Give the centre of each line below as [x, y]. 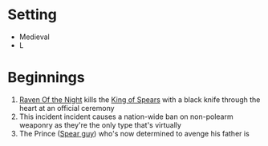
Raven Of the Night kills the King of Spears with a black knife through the [140, 99]
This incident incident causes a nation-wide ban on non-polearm [126, 116]
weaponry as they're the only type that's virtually [100, 124]
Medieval [34, 37]
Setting [32, 15]
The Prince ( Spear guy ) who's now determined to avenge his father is [134, 133]
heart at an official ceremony [67, 108]
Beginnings [46, 78]
